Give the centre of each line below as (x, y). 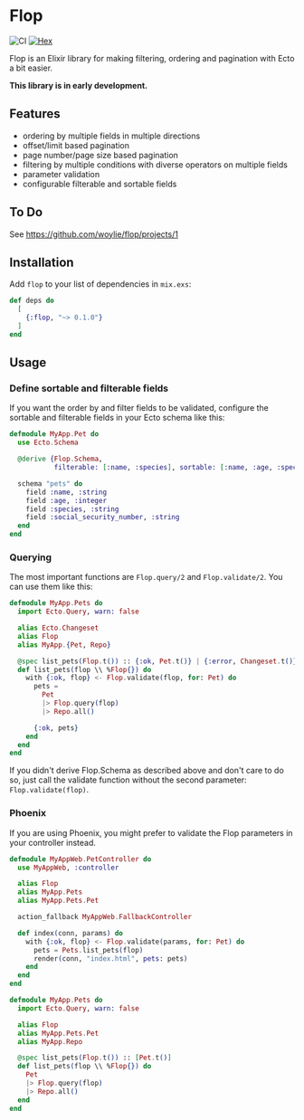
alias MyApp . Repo (50, 1041)
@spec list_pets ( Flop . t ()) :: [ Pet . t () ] (95, 1058)
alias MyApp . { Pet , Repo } (64, 645)
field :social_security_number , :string (103, 517)
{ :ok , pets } (56, 728)
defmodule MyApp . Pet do (54, 434)
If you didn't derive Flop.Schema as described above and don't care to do (147, 771)
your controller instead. (53, 842)
